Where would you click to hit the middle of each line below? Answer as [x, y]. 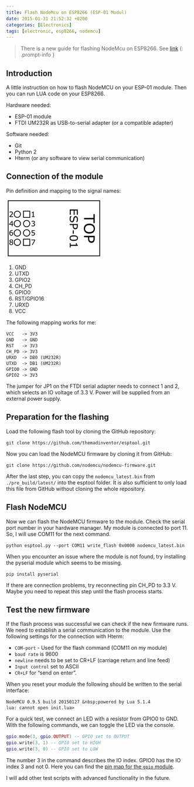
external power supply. [34, 399]
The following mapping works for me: [51, 322]
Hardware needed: [29, 105]
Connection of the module [55, 177]
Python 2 [25, 152]
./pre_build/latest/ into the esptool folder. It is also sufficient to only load [96, 482]
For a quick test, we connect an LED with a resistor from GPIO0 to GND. [92, 719]
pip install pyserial [33, 574]
